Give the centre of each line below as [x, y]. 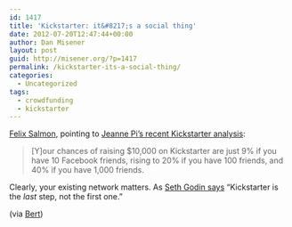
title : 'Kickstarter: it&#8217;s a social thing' [103, 26]
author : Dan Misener [48, 42]
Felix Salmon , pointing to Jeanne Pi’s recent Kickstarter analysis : [128, 134]
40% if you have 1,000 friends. [87, 170]
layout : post [33, 51]
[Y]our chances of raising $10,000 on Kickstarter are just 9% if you [154, 151]
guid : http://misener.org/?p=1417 [73, 59]
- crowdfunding [45, 100]
